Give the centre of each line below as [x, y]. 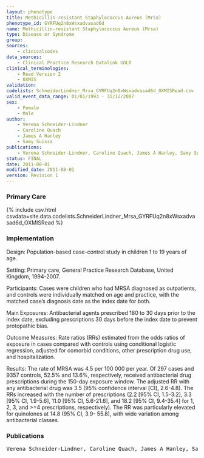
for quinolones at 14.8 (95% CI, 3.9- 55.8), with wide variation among [93, 414]
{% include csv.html [31, 210]
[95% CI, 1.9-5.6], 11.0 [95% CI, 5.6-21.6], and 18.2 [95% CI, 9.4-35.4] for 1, [100, 400]
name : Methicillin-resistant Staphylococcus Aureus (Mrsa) [83, 29]
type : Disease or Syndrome [40, 35]
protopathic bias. [27, 326]
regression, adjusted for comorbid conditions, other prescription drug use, [99, 350]
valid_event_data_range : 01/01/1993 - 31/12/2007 [70, 96]
